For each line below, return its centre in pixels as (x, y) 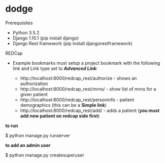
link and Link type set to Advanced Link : (55, 68)
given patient (34, 94)
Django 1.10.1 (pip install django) (46, 38)
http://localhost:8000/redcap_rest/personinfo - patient (77, 100)
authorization (34, 84)
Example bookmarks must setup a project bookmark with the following (86, 63)
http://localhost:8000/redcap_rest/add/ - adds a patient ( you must (90, 110)
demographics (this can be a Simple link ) (63, 105)
